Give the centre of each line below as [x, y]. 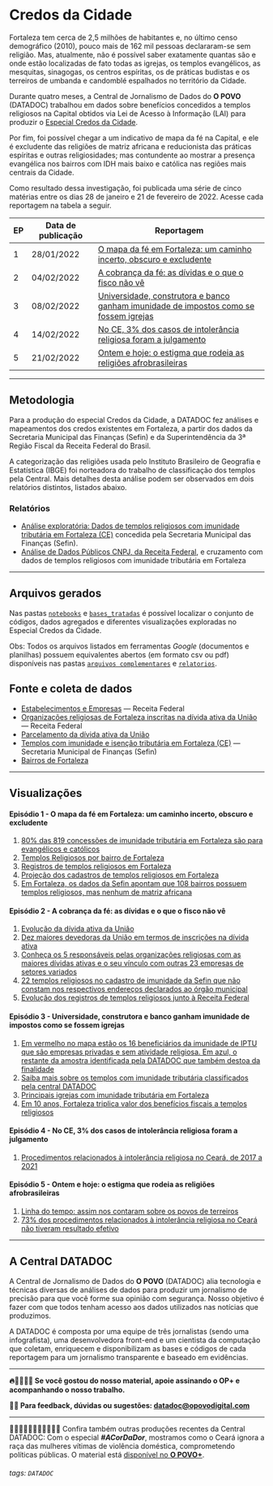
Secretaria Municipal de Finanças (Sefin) [89, 752]
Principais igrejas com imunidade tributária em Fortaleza [115, 1095]
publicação [61, 235]
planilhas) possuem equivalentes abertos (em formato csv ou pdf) [119, 654]
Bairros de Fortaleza [55, 760]
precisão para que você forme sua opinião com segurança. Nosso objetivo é [137, 1298]
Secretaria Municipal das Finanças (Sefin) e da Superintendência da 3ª [128, 437]
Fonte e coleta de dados [71, 689]
